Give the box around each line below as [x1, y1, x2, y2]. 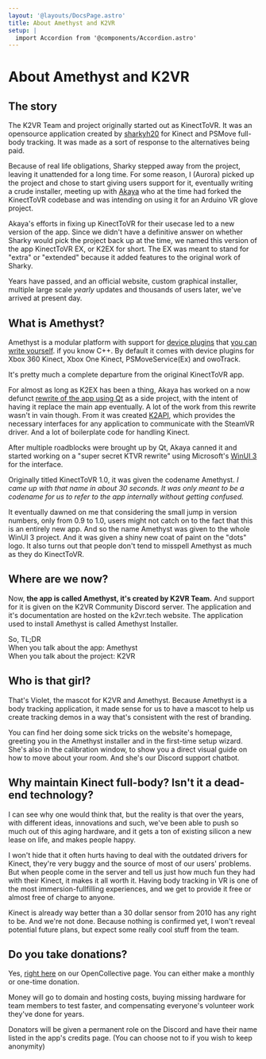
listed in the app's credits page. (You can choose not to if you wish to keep [8, 1034, 253, 1043]
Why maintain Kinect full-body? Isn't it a [8, 776, 212, 790]
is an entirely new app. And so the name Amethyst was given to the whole [8, 524, 250, 534]
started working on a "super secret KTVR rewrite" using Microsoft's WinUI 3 [8, 451, 257, 461]
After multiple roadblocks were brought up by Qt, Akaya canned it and [8, 443, 237, 453]
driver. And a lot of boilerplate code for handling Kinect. [8, 427, 191, 437]
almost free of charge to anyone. [8, 892, 115, 902]
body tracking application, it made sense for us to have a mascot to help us [8, 704, 254, 713]
